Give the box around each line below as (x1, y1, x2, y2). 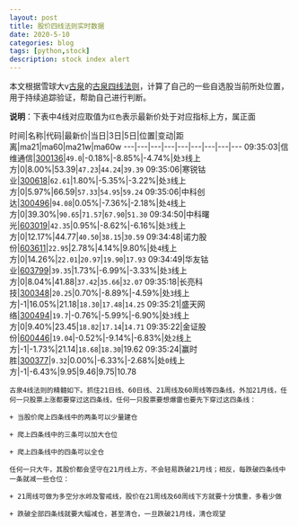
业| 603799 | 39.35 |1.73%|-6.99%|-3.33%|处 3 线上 (9, 265, 188, 275)
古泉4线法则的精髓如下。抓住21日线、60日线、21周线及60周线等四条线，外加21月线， (9, 386, 281, 395)
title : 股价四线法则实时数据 (9, 22, 105, 31)
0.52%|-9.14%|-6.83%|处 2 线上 (78, 333, 192, 343)
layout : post (9, 13, 58, 22)
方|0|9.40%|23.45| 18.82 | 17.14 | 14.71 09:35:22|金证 (9, 321, 199, 332)
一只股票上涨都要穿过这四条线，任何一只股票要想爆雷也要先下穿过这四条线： (15, 396, 257, 405)
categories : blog (9, 38, 74, 48)
